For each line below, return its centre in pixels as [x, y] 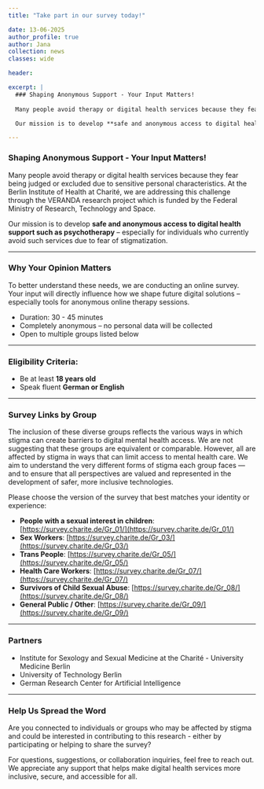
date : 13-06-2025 [37, 29]
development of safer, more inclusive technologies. [91, 482]
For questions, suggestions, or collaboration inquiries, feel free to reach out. [131, 760]
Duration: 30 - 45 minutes [61, 317]
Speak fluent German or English [72, 387]
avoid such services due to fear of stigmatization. [88, 240]
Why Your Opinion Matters [60, 268]
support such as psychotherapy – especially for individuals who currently [128, 232]
